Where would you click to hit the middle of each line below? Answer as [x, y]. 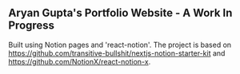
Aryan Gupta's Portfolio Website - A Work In [120, 13]
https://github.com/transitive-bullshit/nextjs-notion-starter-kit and [117, 53]
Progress [31, 26]
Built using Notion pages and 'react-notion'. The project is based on [120, 45]
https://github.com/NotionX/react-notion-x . [80, 61]
